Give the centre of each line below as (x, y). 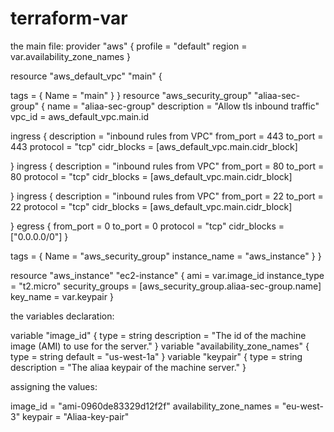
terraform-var (69, 18)
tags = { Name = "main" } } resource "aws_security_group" (131, 95)
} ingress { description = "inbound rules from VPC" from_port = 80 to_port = (167, 166)
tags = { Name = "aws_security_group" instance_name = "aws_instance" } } (166, 256)
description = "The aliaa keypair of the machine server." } (128, 367)
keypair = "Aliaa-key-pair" (76, 416)
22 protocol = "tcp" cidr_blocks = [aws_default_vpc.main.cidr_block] (151, 206)
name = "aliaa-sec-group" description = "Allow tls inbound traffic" (183, 106)
